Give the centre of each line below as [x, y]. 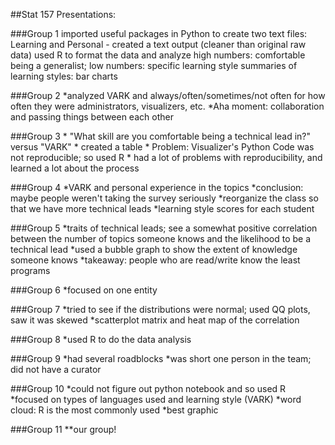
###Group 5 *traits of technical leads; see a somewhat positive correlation [164, 228]
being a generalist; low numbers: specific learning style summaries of [154, 65]
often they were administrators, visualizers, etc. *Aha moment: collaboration [167, 106]
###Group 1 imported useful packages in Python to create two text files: [159, 33]
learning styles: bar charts [64, 76]
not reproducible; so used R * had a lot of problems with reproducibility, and [166, 157]
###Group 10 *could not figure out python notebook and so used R [148, 388]
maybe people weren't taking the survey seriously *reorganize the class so [164, 198]
